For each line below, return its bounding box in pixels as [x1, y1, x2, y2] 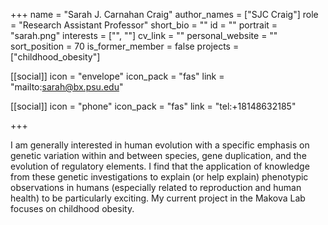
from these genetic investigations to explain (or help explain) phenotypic [10, 171, 309, 183]
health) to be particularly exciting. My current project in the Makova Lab [10, 192, 306, 204]
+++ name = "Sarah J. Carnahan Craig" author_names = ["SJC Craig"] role [10, 9, 319, 20]
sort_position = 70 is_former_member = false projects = [10, 40, 240, 52]
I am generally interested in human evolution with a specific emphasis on [10, 139, 310, 151]
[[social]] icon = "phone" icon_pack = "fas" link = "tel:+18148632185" [10, 100, 297, 112]
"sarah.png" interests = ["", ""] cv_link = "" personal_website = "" [10, 30, 278, 41]
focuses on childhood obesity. [10, 203, 135, 214]
